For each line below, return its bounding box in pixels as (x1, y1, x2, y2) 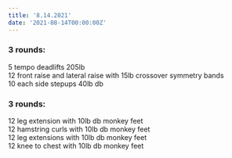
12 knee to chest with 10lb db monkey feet (8, 142, 144, 151)
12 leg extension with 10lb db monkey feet (8, 117, 143, 126)
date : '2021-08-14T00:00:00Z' (8, 19, 107, 27)
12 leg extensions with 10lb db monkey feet (8, 133, 147, 142)
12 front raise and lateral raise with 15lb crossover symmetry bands (8, 70, 225, 80)
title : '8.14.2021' (8, 11, 72, 20)
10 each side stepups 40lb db (8, 79, 103, 88)
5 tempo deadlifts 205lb (8, 62, 85, 71)
